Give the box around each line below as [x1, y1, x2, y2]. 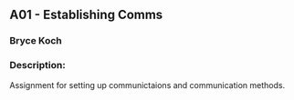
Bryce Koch [9, 35, 62, 47]
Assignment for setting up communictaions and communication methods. [9, 79, 286, 90]
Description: [9, 59, 66, 72]
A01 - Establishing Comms [9, 7, 163, 23]
